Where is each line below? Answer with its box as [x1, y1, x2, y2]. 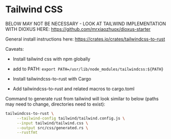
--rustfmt [16, 130, 38, 135]
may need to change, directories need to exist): [5, 101, 105, 107]
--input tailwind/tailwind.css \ [16, 121, 88, 126]
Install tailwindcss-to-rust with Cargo [12, 75, 91, 82]
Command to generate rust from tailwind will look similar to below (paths [5, 95, 159, 102]
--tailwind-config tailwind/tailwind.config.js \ [16, 115, 125, 121]
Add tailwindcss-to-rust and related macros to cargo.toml [12, 86, 135, 92]
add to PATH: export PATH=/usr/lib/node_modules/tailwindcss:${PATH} [12, 66, 164, 72]
